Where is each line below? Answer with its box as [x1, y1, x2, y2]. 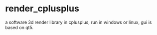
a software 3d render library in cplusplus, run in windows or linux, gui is [5, 19, 152, 25]
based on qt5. [5, 24, 34, 30]
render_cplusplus [5, 3, 80, 14]
